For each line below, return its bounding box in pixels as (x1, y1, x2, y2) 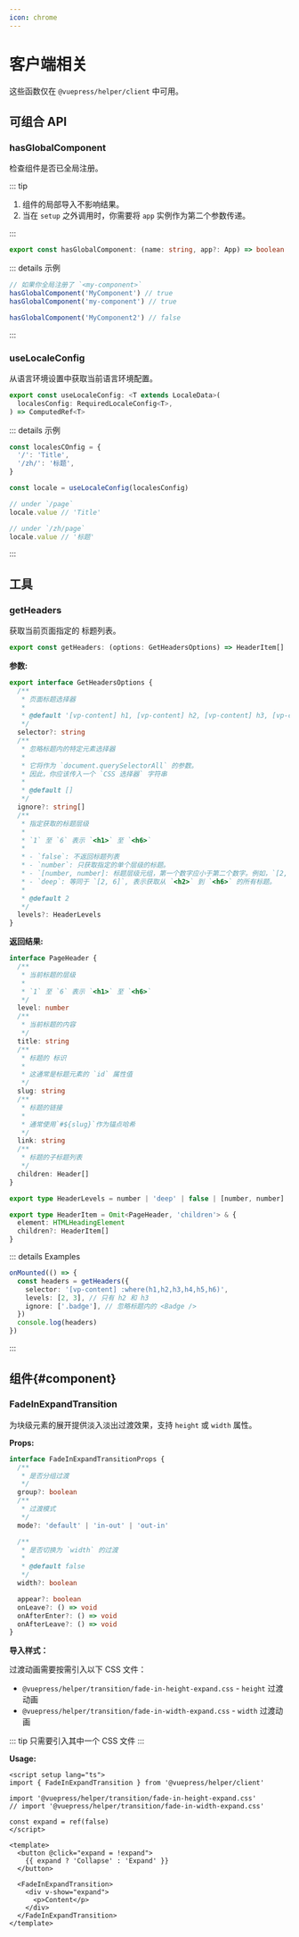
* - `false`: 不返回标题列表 (20, 852, 120, 861)
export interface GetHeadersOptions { (9, 678, 153, 687)
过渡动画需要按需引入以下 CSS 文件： (9, 1664, 147, 1675)
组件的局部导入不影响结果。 (21, 199, 125, 210)
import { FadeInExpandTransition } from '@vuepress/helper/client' (9, 1778, 265, 1788)
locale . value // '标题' (9, 532, 95, 541)
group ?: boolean (17, 1488, 77, 1497)
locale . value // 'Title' (9, 508, 101, 517)
